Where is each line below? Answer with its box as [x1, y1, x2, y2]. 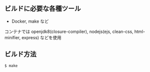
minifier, [4, 34, 21, 40]
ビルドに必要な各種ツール [4, 4, 81, 13]
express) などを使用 [21, 34, 61, 40]
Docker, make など [11, 18, 49, 24]
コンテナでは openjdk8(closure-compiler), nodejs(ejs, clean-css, [4, 29, 134, 34]
